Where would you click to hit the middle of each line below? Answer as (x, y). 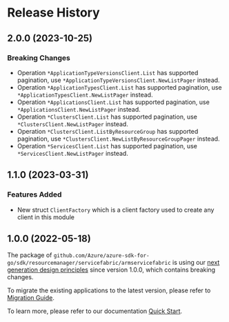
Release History (53, 13)
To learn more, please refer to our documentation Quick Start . (95, 311)
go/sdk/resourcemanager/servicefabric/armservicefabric (89, 263)
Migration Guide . (31, 298)
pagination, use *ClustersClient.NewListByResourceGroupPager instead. (118, 139)
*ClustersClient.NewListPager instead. (73, 124)
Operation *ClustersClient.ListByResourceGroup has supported (108, 131)
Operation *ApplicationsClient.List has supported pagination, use (113, 102)
